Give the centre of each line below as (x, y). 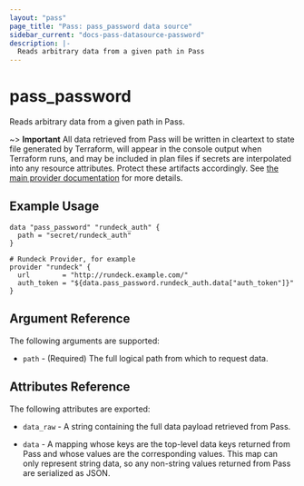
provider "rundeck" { (50, 267)
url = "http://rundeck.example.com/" (103, 275)
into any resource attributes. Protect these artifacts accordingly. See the (144, 168)
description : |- (40, 43)
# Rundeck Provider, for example (73, 259)
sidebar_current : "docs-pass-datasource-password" (107, 35)
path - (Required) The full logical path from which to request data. (145, 358)
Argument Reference (70, 319)
